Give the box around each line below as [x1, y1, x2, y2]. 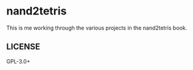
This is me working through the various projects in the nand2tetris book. [6, 24, 188, 31]
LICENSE [6, 42, 41, 52]
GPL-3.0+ [6, 57, 30, 65]
